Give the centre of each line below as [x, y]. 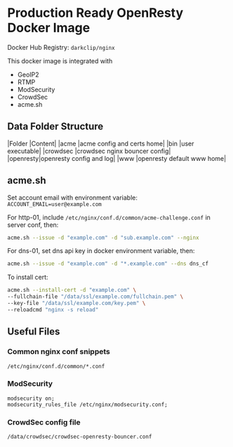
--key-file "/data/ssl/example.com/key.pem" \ [76, 304]
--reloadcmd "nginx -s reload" [53, 310]
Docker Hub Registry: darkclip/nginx [61, 47]
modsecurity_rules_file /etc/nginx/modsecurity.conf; [88, 404]
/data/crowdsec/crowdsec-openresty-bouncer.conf [80, 437]
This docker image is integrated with [60, 60]
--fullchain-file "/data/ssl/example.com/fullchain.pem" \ [95, 297]
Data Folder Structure [55, 127]
